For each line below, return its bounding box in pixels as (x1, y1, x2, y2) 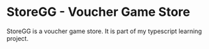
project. (6, 34, 29, 42)
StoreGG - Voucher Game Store (6, 4, 190, 20)
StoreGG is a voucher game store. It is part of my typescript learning (6, 27, 202, 35)
